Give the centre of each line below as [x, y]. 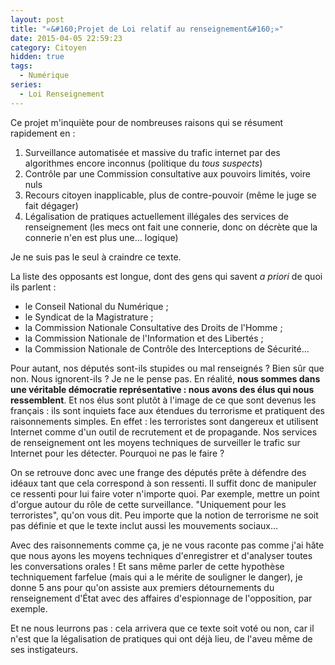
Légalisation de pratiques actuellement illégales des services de [156, 216]
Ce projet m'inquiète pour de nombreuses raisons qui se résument [147, 122]
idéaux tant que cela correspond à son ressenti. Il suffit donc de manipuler [163, 483]
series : [26, 85]
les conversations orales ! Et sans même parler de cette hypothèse [147, 566]
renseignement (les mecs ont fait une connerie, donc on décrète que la [171, 227]
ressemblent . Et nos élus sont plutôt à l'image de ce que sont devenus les [163, 400]
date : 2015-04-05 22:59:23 [66, 38]
